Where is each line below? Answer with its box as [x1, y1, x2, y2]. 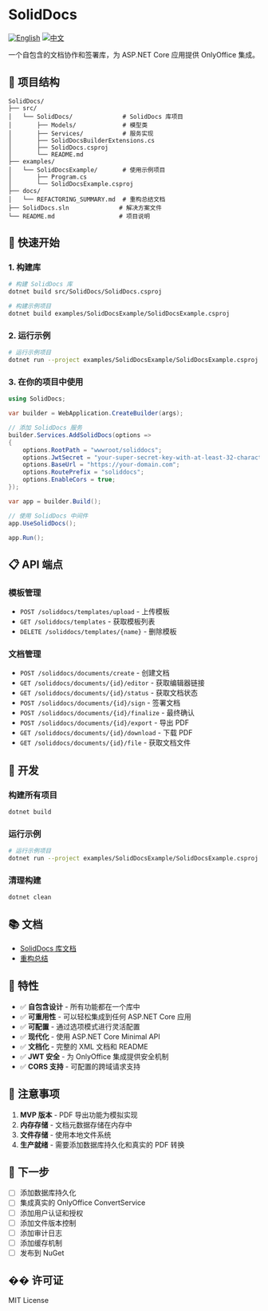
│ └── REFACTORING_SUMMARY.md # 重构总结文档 [8, 195, 166, 203]
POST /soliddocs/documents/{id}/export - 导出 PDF [19, 718, 190, 727]
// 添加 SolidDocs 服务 [8, 424, 82, 432]
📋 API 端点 [8, 557, 64, 571]
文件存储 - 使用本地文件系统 [19, 1130, 112, 1140]
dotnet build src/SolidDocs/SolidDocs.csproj [8, 288, 162, 296]
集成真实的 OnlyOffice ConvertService [19, 1198, 146, 1207]
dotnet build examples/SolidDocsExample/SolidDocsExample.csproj [8, 309, 230, 318]
